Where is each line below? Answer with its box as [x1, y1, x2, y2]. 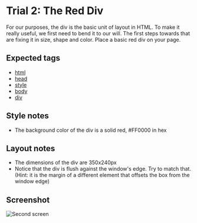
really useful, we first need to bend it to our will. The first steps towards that [6, 29, 191, 36]
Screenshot [6, 195, 50, 205]
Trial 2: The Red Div [6, 4, 104, 18]
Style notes [6, 111, 49, 121]
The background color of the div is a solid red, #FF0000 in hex [14, 127, 167, 134]
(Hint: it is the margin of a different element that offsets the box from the [14, 172, 190, 179]
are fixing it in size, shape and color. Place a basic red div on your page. [6, 36, 181, 43]
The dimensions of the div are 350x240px [14, 159, 117, 166]
